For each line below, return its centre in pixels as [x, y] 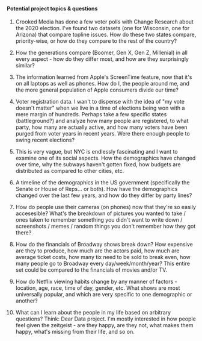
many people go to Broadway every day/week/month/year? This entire [103, 264]
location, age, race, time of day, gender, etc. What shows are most [98, 288]
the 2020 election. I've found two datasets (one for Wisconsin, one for [103, 28]
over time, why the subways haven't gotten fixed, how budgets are [98, 164]
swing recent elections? [45, 140]
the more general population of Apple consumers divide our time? [97, 90]
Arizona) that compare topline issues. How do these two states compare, [106, 35]
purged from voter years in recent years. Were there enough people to [103, 134]
